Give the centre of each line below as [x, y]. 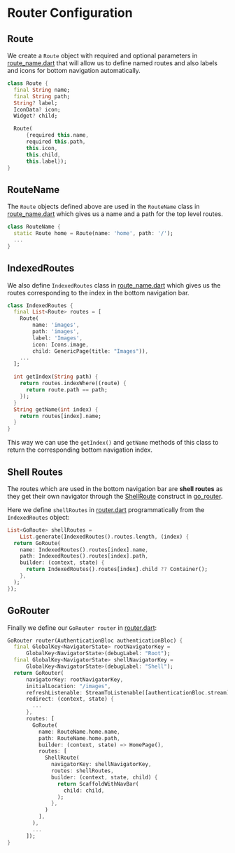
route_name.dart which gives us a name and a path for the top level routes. [115, 214]
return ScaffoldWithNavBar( [98, 784]
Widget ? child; [36, 116]
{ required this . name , [57, 135]
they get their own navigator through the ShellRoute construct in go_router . [115, 496]
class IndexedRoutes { [40, 305]
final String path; [42, 96]
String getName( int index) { [56, 409]
